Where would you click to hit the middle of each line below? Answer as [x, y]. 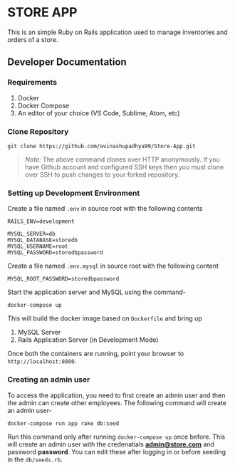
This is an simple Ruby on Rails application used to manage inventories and [117, 32]
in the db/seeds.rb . [35, 459]
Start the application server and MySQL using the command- [97, 292]
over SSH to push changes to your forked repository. [102, 174]
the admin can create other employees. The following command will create [117, 402]
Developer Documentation [67, 62]
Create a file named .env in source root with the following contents [105, 209]
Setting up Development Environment [74, 193]
